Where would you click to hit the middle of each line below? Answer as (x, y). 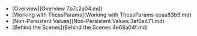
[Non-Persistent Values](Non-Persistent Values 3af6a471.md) (88, 21)
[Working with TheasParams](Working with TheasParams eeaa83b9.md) (102, 15)
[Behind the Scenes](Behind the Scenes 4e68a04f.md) (80, 27)
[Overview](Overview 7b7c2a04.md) (57, 9)
